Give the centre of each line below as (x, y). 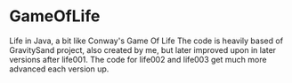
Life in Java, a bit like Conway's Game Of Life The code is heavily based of (146, 41)
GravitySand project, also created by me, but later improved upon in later (143, 49)
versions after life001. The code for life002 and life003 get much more (138, 59)
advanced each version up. (59, 69)
